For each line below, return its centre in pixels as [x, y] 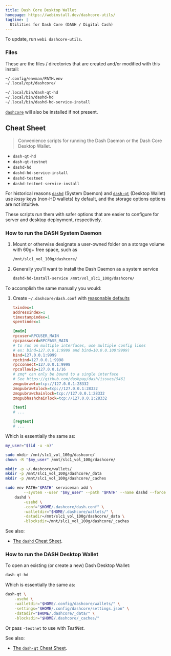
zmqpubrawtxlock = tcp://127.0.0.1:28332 [55, 388]
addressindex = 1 [29, 312]
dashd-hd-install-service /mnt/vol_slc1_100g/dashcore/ [73, 278]
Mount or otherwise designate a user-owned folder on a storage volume [89, 244]
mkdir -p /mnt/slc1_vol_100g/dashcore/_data [54, 474]
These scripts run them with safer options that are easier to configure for [82, 214]
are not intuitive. [22, 204]
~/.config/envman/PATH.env [34, 78]
